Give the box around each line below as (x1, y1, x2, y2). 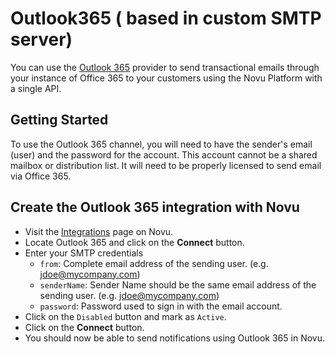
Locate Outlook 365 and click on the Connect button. (24, 236, 245, 248)
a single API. (10, 82, 62, 94)
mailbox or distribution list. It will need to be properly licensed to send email (10, 159, 322, 171)
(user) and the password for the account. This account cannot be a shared (10, 148, 318, 161)
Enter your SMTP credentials (24, 247, 144, 259)
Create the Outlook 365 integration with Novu (10, 199, 300, 216)
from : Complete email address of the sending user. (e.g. (39, 257, 269, 269)
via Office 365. (10, 170, 72, 182)
